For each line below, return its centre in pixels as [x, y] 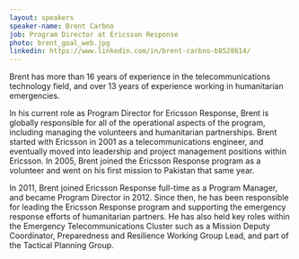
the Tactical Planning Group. [62, 246]
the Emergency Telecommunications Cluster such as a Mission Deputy [140, 227]
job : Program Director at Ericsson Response [94, 34]
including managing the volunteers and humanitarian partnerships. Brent [143, 132]
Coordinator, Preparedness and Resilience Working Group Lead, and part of [149, 236]
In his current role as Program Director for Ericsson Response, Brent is [139, 113]
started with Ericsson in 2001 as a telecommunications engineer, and [136, 142]
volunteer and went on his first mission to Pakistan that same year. [132, 171]
